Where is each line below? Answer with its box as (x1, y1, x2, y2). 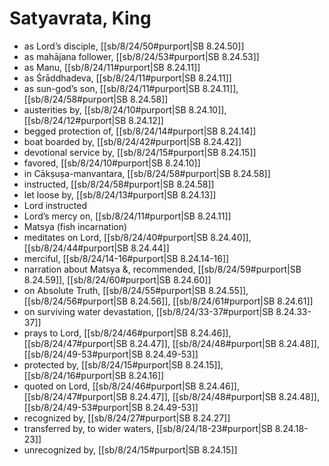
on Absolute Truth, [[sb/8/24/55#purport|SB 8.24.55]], (23, 284, 249, 296)
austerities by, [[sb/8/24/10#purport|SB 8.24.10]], (23, 103, 227, 116)
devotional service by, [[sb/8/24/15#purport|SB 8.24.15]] (23, 146, 257, 158)
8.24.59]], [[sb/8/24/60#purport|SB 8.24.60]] (23, 273, 212, 286)
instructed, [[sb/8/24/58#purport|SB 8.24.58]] (23, 178, 215, 190)
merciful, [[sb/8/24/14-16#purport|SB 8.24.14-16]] (23, 252, 230, 264)
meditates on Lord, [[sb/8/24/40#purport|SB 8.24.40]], (23, 231, 252, 243)
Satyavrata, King (9, 7, 152, 30)
